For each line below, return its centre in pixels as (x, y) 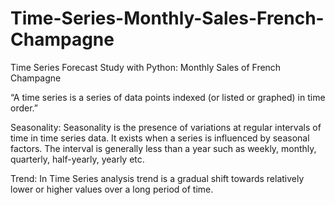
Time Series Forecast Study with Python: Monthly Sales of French (146, 67)
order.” (24, 108)
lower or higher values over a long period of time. (112, 189)
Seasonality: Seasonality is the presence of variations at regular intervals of (166, 127)
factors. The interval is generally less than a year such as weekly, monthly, (163, 148)
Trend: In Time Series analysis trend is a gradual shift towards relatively (157, 178)
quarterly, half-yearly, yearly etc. (77, 159)
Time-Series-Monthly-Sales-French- (167, 18)
